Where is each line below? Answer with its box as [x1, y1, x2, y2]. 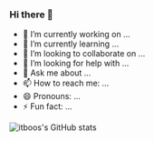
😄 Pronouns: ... [22, 91, 82, 102]
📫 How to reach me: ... [22, 77, 110, 89]
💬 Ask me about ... [22, 67, 91, 78]
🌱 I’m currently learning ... [22, 38, 120, 49]
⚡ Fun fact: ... [22, 101, 72, 112]
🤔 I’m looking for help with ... [22, 58, 130, 69]
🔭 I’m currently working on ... [22, 29, 130, 40]
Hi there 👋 [9, 8, 54, 21]
